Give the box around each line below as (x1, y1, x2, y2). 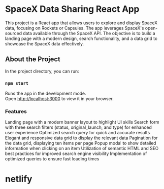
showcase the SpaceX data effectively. (5, 40, 84, 46)
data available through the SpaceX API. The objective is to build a (23, 30, 156, 36)
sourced (5, 30, 22, 36)
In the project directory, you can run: (5, 68, 79, 74)
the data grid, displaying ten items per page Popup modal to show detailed (5, 140, 157, 146)
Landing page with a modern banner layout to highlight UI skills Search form (5, 119, 160, 125)
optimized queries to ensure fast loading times (5, 156, 99, 162)
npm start (5, 80, 29, 86)
